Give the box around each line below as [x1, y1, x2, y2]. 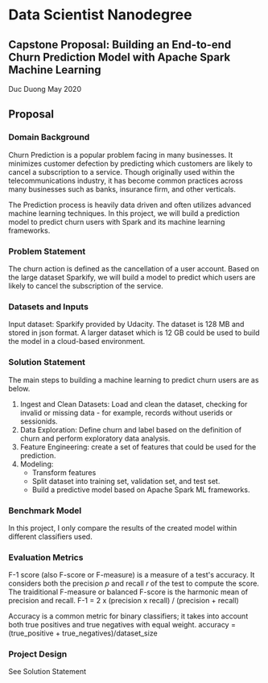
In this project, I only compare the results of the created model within [8, 523, 237, 532]
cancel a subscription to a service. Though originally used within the [8, 167, 235, 176]
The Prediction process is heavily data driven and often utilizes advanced [8, 200, 252, 209]
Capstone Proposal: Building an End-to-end [8, 38, 232, 52]
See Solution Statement [8, 667, 87, 677]
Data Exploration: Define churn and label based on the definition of [19, 424, 242, 434]
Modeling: [19, 459, 54, 469]
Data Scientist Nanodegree [8, 6, 192, 24]
